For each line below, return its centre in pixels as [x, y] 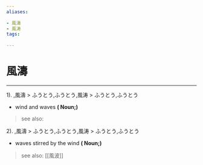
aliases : [17, 12]
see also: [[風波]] [42, 155]
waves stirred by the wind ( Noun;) [58, 143]
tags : [13, 34]
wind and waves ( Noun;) [47, 107]
